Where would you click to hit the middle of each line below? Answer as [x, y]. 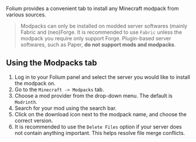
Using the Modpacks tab [52, 63]
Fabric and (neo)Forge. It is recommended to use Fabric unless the [101, 32]
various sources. [26, 15]
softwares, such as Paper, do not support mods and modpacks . [98, 44]
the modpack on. [35, 83]
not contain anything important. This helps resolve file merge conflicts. [100, 133]
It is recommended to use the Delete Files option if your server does [98, 127]
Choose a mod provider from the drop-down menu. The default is [93, 95]
